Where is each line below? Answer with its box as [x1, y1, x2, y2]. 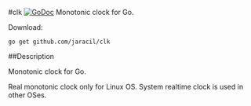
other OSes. [8, 90, 47, 100]
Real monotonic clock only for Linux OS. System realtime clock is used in [8, 82, 244, 91]
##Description [8, 52, 55, 60]
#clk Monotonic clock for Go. [8, 8, 134, 16]
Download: [8, 23, 43, 31]
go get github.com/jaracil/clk [8, 38, 111, 46]
